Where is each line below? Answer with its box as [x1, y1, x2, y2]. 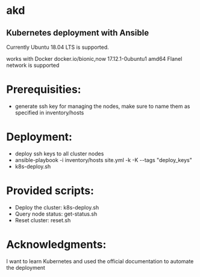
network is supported [6, 61, 60, 69]
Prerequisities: [6, 82, 81, 96]
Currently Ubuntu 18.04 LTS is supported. [6, 43, 110, 51]
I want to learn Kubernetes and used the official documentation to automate [6, 257, 194, 265]
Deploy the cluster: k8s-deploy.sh [14, 204, 99, 211]
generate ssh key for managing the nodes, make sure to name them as [14, 102, 190, 110]
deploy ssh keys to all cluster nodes [14, 150, 104, 157]
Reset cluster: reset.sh [14, 216, 71, 223]
